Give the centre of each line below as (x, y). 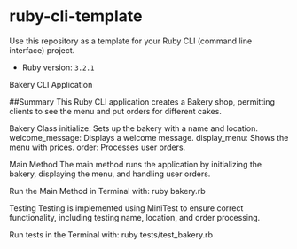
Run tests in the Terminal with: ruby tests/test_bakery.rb (111, 234)
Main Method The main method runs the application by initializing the (136, 164)
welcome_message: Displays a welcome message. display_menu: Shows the (149, 137)
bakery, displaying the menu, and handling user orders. (110, 174)
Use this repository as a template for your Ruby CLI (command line (131, 41)
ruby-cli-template (76, 16)
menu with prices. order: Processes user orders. (98, 147)
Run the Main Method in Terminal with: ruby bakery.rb (107, 191)
